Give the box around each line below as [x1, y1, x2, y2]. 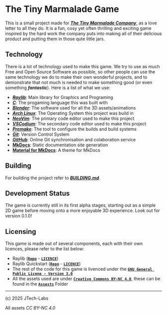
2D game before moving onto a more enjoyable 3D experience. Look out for [5, 208, 160, 213]
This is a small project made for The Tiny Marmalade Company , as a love [5, 20, 157, 26]
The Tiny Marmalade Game [5, 3, 119, 15]
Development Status [5, 189, 70, 198]
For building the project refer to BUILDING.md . [5, 175, 100, 181]
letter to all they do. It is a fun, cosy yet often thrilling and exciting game [5, 25, 152, 31]
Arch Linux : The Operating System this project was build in [12, 110, 134, 116]
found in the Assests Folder [12, 281, 69, 287]
